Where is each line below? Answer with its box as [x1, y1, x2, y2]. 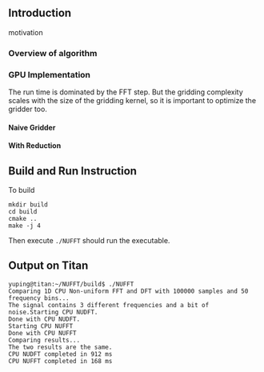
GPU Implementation [8, 69, 90, 80]
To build [8, 186, 35, 195]
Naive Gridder [8, 122, 56, 132]
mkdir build [8, 201, 48, 209]
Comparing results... [8, 336, 81, 344]
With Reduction [8, 141, 62, 150]
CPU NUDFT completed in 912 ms [8, 350, 113, 358]
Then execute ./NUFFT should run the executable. [8, 236, 170, 246]
